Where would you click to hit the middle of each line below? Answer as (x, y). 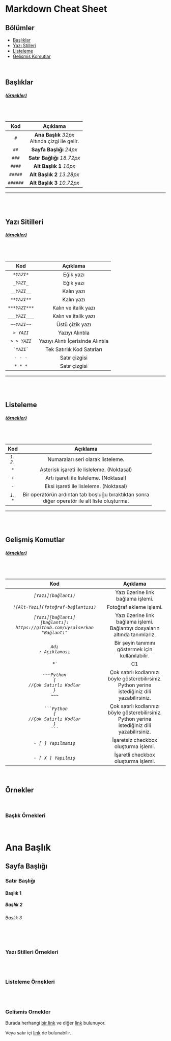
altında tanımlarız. (135, 635)
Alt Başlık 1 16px (54, 166)
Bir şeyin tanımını (135, 643)
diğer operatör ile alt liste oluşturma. (86, 501)
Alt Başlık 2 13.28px (54, 174)
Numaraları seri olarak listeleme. (86, 459)
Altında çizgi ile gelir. (54, 141)
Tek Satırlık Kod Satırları (74, 349)
